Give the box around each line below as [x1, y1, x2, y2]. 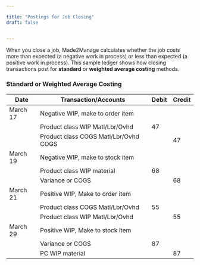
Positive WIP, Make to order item [40, 189, 131, 198]
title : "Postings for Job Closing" [6, 14, 95, 20]
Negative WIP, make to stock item [40, 153, 135, 161]
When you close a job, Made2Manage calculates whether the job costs [6, 46, 180, 54]
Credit [173, 95, 191, 104]
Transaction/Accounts [60, 95, 126, 104]
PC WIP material [40, 249, 86, 257]
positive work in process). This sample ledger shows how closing [6, 59, 167, 66]
